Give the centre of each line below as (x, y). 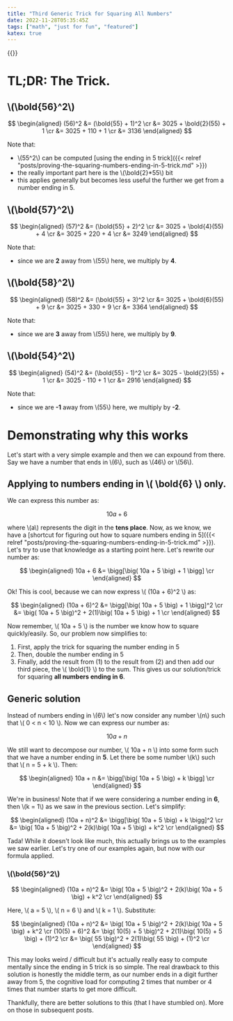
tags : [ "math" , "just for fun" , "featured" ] (73, 27)
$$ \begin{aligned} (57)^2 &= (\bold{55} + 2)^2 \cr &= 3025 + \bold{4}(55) (117, 227)
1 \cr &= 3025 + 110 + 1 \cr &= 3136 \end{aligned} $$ (117, 131)
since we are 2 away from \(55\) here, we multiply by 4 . (97, 261)
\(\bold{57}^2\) (41, 210)
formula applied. (31, 856)
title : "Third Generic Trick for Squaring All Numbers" (90, 14)
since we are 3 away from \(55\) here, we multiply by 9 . (97, 334)
